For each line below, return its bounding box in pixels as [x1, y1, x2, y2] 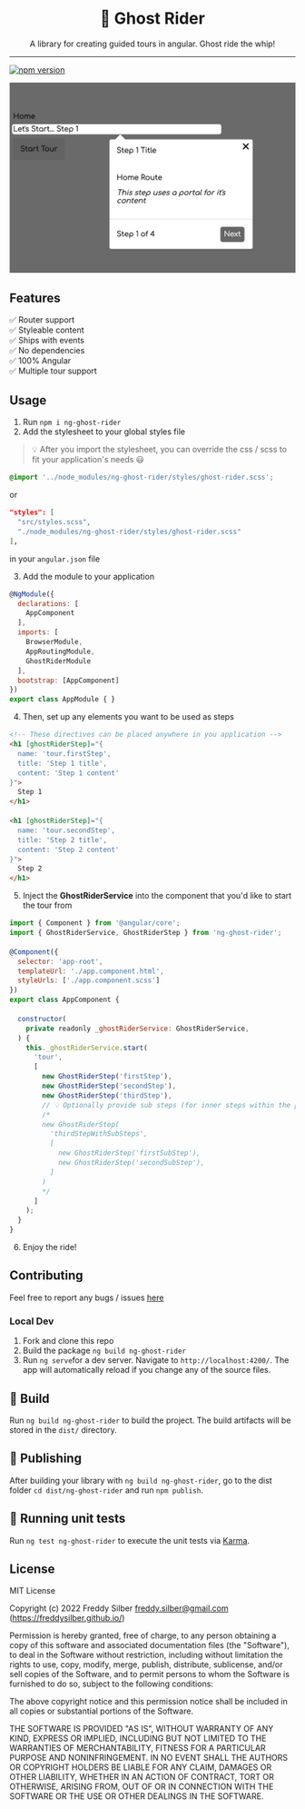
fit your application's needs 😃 [31, 454, 145, 465]
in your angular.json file [9, 553, 101, 564]
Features [9, 291, 61, 306]
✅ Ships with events [9, 335, 84, 346]
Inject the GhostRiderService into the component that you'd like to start [22, 890, 292, 901]
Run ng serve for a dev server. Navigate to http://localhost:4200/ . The [22, 1355, 290, 1366]
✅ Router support [9, 314, 75, 325]
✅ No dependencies [9, 345, 85, 356]
